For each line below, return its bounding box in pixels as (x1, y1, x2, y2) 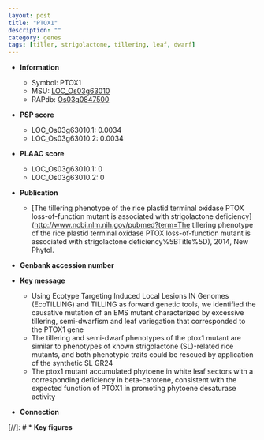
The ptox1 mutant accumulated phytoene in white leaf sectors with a (31, 367, 254, 376)
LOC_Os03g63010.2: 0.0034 (31, 134, 124, 143)
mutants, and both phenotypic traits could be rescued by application (31, 350, 254, 359)
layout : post (8, 11, 51, 20)
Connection (19, 408, 59, 417)
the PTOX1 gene (31, 325, 84, 334)
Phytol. (31, 246, 54, 255)
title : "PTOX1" (8, 19, 58, 27)
